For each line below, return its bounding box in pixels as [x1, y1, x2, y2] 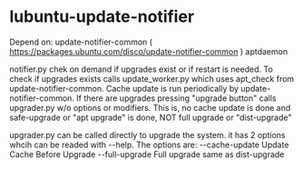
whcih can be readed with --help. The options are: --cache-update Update [9, 139, 289, 150]
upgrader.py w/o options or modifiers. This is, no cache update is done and [9, 102, 291, 113]
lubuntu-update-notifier [9, 6, 195, 27]
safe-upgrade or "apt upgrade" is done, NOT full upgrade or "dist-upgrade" [9, 112, 292, 123]
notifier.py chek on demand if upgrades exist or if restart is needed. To [9, 64, 274, 75]
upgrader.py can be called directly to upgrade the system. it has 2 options [9, 129, 286, 140]
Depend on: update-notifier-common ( [9, 36, 152, 47]
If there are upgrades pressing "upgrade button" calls [76, 93, 277, 104]
